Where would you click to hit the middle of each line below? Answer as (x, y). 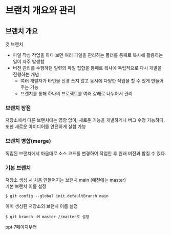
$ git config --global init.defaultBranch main (57, 196)
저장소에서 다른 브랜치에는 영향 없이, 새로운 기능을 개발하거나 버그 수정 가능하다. (85, 120)
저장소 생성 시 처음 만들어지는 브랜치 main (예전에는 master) (66, 180)
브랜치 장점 (18, 108)
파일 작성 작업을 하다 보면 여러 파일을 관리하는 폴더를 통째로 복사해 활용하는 (88, 55)
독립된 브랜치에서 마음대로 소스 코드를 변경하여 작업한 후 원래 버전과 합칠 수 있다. (86, 153)
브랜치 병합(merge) (28, 141)
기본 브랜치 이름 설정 (26, 186)
